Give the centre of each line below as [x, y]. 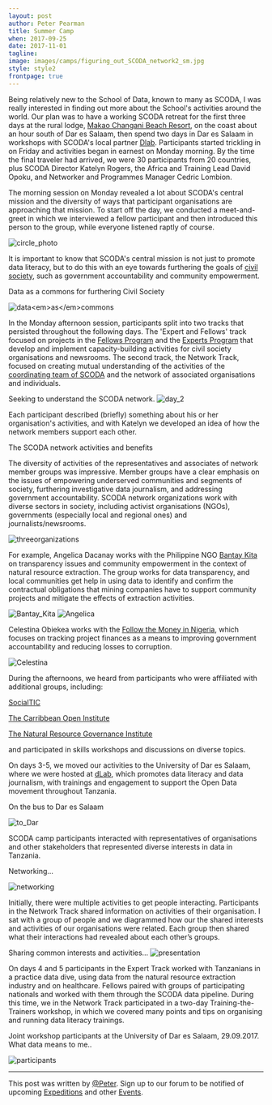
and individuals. [35, 383]
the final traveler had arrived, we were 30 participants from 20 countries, [130, 160]
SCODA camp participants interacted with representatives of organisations [133, 838]
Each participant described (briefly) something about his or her [113, 414]
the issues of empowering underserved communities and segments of [125, 480]
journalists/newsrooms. [47, 523]
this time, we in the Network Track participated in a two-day [108, 1003]
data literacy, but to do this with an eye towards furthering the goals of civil [133, 267]
